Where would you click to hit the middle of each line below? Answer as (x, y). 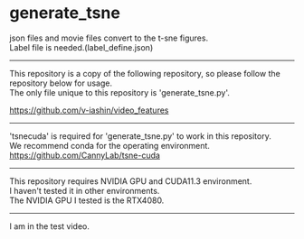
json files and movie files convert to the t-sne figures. (109, 38)
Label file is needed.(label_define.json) (81, 47)
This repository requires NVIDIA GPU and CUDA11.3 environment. (131, 181)
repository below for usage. (61, 83)
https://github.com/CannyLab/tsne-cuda (85, 155)
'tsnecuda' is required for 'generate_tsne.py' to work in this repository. (140, 136)
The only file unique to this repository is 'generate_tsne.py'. (120, 92)
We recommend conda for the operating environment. (110, 145)
